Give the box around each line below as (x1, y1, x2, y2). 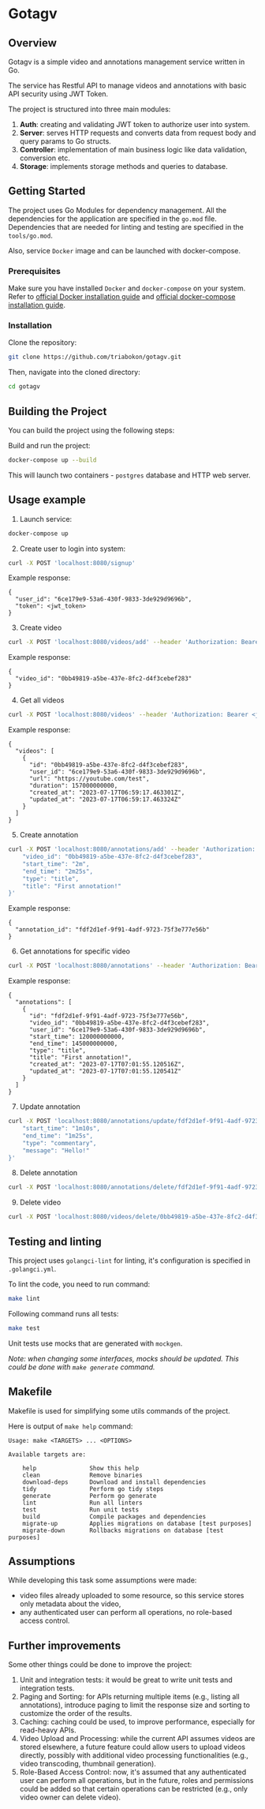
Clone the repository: (8, 338, 77, 347)
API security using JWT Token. (8, 89, 109, 99)
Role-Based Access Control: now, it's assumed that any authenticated (19, 1767, 247, 1777)
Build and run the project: (8, 440, 91, 450)
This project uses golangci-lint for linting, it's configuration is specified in (8, 1256, 251, 1265)
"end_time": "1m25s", (22, 1132, 93, 1140)
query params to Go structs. (19, 137, 112, 146)
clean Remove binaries (22, 1471, 144, 1479)
